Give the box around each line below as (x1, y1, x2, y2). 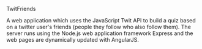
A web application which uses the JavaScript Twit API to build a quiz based (6, 17, 196, 24)
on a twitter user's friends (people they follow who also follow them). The (6, 24, 192, 30)
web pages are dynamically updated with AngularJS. (6, 36, 140, 43)
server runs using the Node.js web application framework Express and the (6, 30, 194, 37)
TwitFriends (6, 5, 36, 12)
